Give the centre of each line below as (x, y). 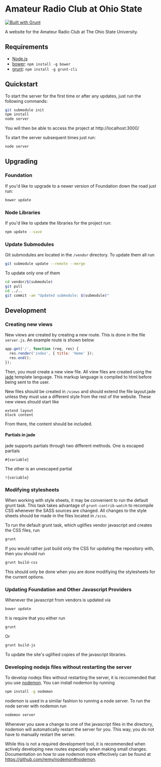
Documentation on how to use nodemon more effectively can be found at (78, 754)
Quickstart (22, 84)
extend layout (19, 411)
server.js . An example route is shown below (50, 340)
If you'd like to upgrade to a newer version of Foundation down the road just (80, 186)
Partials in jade (20, 435)
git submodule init (25, 110)
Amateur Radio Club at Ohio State (74, 9)
